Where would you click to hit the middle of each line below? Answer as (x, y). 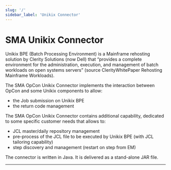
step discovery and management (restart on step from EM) (74, 148)
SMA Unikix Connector (54, 40)
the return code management (43, 106)
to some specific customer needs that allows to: (55, 121)
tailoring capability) (33, 142)
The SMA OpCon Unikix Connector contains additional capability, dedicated (85, 116)
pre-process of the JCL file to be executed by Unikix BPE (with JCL (83, 137)
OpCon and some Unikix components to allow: (54, 91)
